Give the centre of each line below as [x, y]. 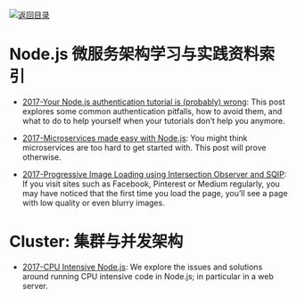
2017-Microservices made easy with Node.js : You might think [135, 137]
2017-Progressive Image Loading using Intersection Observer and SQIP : [154, 174]
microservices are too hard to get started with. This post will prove [144, 147]
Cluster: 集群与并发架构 [96, 242]
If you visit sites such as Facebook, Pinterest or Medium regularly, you [151, 184]
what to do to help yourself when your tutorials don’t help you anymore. [153, 120]
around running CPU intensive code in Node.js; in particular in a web [148, 276]
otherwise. [42, 157]
